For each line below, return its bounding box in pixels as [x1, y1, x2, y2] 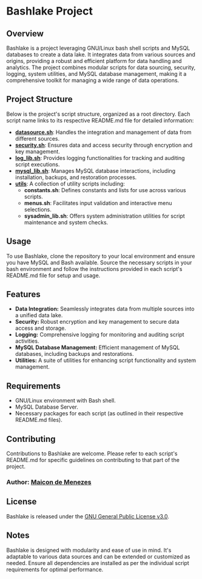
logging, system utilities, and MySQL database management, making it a [6, 70, 187, 77]
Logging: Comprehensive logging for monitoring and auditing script [15, 331, 184, 338]
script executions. [15, 161, 60, 168]
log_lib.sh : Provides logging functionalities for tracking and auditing [15, 154, 185, 161]
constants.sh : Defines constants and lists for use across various [24, 186, 186, 193]
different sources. [15, 135, 60, 142]
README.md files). [15, 417, 62, 424]
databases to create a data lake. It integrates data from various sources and [6, 51, 196, 58]
